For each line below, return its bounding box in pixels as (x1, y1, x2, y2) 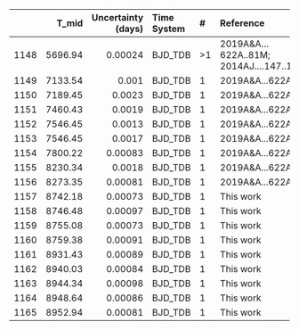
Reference (219, 17, 265, 29)
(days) (115, 22, 144, 35)
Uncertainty (92, 12, 144, 23)
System (151, 22, 185, 35)
